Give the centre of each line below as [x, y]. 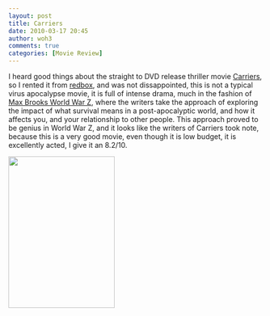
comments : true [34, 46]
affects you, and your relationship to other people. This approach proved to [133, 119]
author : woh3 [30, 38]
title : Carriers [36, 23]
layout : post [30, 16]
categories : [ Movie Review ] [56, 53]
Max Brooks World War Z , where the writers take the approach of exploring [133, 102]
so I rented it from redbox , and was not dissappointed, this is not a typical [131, 85]
